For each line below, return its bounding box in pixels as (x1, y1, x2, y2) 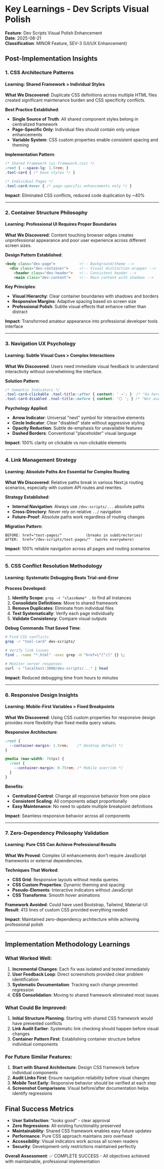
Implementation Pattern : (5, 151, 56, 157)
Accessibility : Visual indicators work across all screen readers (12, 1138, 139, 1144)
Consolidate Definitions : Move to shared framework (12, 600, 118, 606)
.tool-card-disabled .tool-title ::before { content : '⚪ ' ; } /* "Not (5, 397, 151, 402)
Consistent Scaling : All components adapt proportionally (12, 798, 127, 804)
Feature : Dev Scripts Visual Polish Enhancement (5, 30, 102, 36)
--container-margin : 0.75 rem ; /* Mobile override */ (14, 765, 123, 770)
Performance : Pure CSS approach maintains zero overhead (12, 1133, 133, 1139)
